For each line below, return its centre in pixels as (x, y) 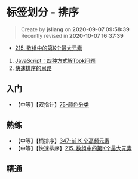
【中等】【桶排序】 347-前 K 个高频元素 (62, 141)
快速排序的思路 (33, 68)
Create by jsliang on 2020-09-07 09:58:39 (75, 29)
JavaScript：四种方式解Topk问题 (55, 60)
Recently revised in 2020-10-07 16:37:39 (72, 35)
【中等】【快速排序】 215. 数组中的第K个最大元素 (73, 148)
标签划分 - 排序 (43, 12)
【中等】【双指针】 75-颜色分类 (52, 104)
